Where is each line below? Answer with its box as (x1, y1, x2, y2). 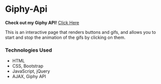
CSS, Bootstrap (12, 63, 44, 69)
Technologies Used (5, 47, 53, 54)
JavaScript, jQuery (12, 68, 50, 74)
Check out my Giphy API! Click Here (5, 20, 80, 26)
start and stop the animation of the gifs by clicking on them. (5, 34, 126, 40)
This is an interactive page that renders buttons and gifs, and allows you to (5, 29, 156, 35)
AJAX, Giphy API (12, 74, 47, 80)
